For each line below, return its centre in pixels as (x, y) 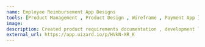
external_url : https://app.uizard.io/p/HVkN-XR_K (71, 35)
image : (15, 23)
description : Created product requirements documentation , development (101, 29)
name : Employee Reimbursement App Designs (61, 12)
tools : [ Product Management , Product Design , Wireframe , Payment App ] (103, 18)
